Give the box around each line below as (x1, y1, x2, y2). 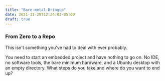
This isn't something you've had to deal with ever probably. (5, 44, 128, 50)
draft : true (5, 16, 30, 21)
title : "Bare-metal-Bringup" (5, 7, 66, 12)
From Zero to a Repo (5, 33, 55, 40)
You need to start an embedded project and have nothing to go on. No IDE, (5, 54, 159, 60)
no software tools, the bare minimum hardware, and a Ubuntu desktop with (5, 59, 160, 65)
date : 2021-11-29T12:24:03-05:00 (5, 12, 75, 17)
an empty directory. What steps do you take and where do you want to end (5, 64, 160, 70)
